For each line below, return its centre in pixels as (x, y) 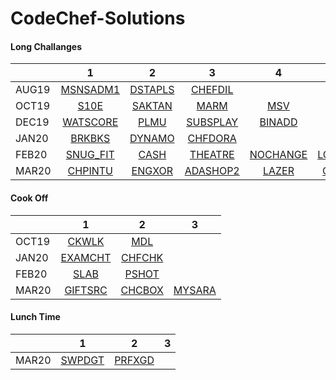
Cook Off (29, 198)
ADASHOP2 (212, 171)
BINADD (278, 122)
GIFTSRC (86, 290)
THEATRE (212, 155)
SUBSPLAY (212, 122)
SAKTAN (152, 106)
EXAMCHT (86, 257)
